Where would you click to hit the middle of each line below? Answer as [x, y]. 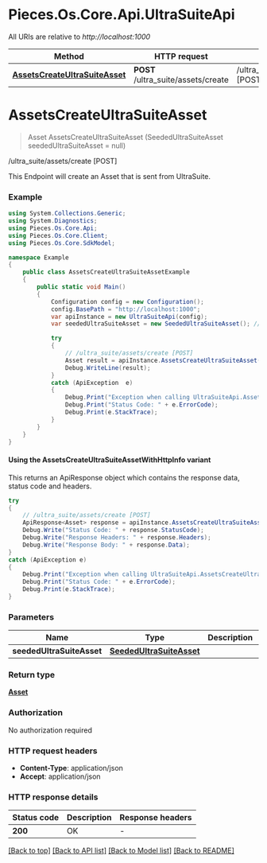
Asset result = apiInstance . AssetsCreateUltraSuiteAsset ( [163, 360]
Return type [32, 675]
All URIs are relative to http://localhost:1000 [79, 37]
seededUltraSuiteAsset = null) [77, 146]
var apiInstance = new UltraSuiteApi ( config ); [129, 317]
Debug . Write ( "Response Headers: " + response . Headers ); [117, 538]
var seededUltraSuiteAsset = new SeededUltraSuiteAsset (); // [156, 324]
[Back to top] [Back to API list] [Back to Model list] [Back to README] [121, 851]
